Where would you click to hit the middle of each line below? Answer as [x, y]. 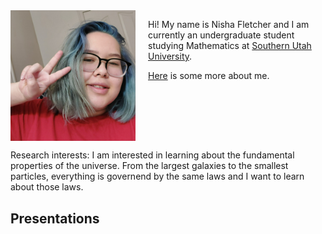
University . [170, 56]
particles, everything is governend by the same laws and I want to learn [157, 176]
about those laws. [47, 187]
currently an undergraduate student [221, 35]
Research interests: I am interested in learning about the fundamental [152, 155]
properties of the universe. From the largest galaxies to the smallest [149, 166]
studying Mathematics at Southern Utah [230, 45]
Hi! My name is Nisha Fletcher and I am [229, 24]
